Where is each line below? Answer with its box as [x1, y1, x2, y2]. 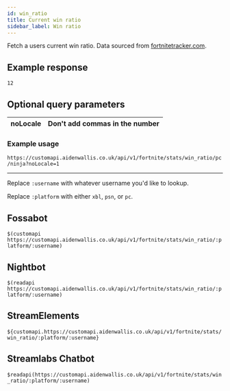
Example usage [7, 139, 60, 148]
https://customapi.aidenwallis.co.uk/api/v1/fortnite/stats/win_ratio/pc [7, 155, 222, 161]
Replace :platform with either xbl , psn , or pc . [7, 192, 133, 201]
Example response [7, 61, 88, 73]
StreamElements [7, 310, 80, 322]
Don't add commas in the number [47, 119, 159, 128]
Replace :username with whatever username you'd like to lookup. [7, 179, 190, 188]
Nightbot [7, 261, 46, 273]
